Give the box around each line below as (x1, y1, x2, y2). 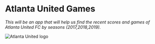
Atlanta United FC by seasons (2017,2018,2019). (5, 24, 101, 30)
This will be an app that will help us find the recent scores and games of (5, 19, 150, 25)
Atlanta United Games (5, 3, 96, 14)
